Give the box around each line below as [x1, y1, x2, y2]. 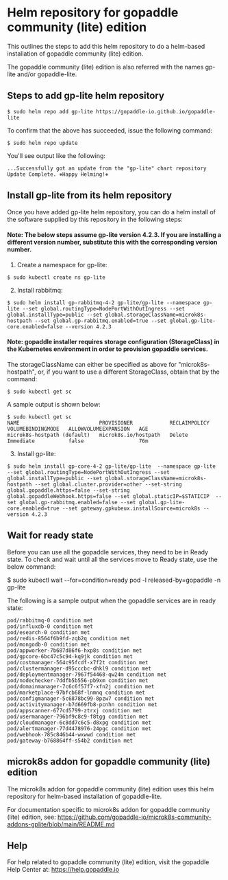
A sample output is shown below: [7, 400, 101, 408]
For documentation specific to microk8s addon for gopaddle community [7, 805, 210, 813]
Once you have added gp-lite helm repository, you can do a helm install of [7, 207, 216, 216]
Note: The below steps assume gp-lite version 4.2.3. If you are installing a [7, 231, 221, 239]
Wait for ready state [7, 530, 94, 541]
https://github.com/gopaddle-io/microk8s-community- [57, 813, 212, 821]
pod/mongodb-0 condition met [7, 641, 90, 648]
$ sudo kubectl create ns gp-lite [7, 273, 106, 281]
